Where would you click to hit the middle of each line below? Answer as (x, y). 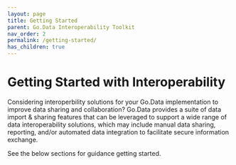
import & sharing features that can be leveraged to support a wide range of (117, 117)
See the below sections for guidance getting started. (84, 153)
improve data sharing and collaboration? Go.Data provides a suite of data (114, 109)
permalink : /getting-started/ (52, 41)
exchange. (23, 139)
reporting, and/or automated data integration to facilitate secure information (118, 132)
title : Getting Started (43, 21)
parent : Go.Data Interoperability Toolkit (71, 27)
